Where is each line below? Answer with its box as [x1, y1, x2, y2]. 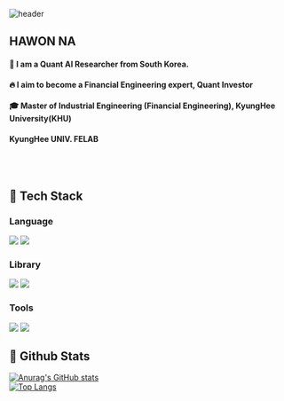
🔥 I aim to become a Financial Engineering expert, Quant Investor [9, 79, 254, 90]
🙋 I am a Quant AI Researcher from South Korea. [9, 59, 189, 69]
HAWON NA [9, 34, 76, 49]
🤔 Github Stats [9, 349, 91, 364]
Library [9, 258, 42, 271]
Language [9, 215, 54, 227]
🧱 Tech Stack [9, 188, 83, 203]
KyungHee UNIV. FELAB [9, 133, 99, 144]
